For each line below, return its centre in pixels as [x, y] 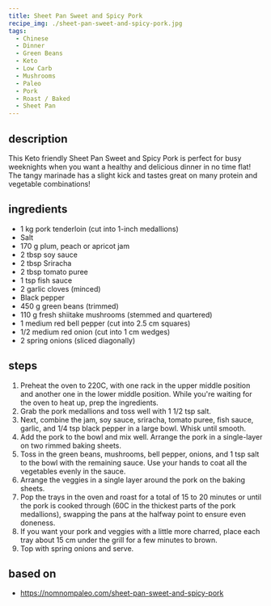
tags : [17, 31]
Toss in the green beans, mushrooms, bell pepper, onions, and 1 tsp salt [140, 454]
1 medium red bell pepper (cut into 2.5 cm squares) [105, 323]
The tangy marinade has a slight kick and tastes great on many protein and [133, 175]
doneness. [38, 523]
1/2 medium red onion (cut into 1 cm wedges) [95, 331]
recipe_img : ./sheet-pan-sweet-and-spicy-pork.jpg [95, 23]
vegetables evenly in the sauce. [73, 471]
